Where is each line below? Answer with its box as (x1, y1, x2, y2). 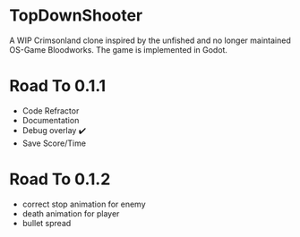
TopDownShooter (9, 5, 143, 26)
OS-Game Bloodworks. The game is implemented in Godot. (9, 44, 228, 55)
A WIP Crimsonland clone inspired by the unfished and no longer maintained (9, 35, 291, 46)
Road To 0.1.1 (9, 76, 107, 97)
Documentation (21, 114, 80, 125)
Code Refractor (21, 105, 80, 116)
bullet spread (21, 217, 72, 228)
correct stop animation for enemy (21, 199, 146, 209)
